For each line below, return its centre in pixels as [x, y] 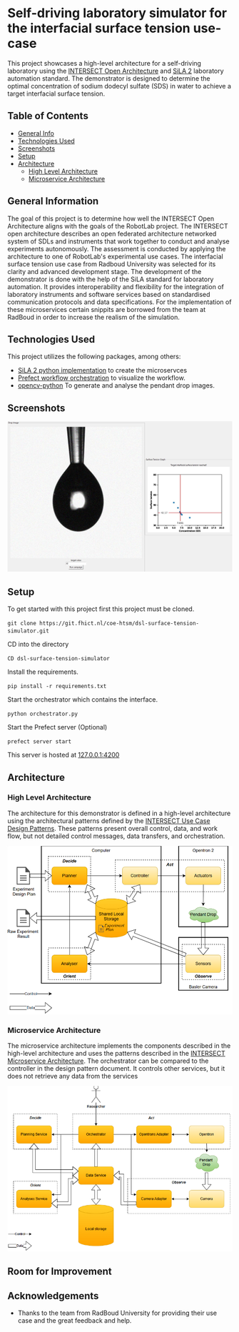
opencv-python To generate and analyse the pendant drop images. [116, 385]
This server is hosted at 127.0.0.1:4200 [63, 755]
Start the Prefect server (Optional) [57, 727]
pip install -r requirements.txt [57, 687]
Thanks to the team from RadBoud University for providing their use [117, 1313]
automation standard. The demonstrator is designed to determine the [109, 78]
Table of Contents [48, 116]
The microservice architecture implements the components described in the [119, 1046]
